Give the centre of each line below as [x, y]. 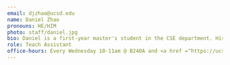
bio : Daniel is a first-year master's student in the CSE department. [110, 39]
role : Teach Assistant [39, 45]
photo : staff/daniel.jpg [42, 32]
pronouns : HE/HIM [32, 26]
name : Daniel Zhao [33, 20]
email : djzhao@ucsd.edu [41, 13]
